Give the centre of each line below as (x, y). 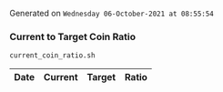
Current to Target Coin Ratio (73, 36)
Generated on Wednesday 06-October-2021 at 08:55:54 (111, 13)
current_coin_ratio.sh (52, 56)
